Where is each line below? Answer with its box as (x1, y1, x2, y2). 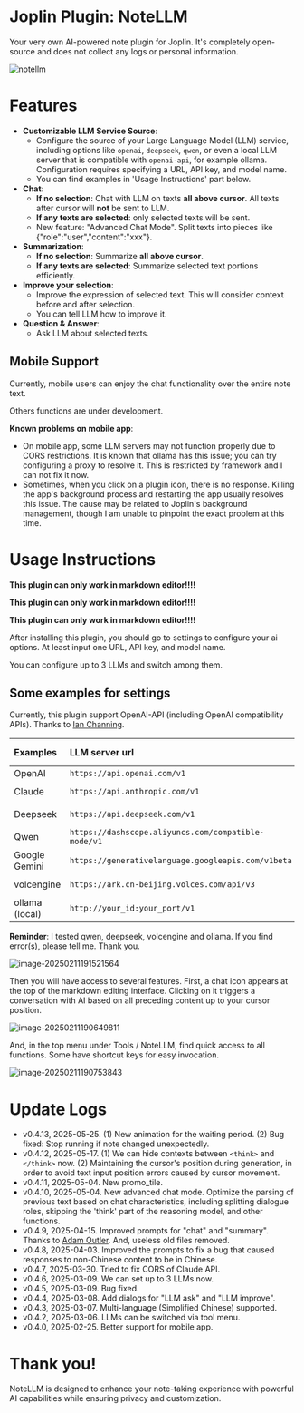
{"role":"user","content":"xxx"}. (35, 231, 153, 242)
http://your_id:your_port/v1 (69, 903, 195, 913)
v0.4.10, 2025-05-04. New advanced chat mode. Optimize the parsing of (22, 1186, 294, 1198)
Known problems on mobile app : (9, 423, 134, 434)
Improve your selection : (22, 279, 115, 290)
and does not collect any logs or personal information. (37, 45, 239, 56)
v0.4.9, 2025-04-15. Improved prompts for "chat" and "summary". (22, 1225, 270, 1236)
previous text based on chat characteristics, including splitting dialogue (22, 1196, 290, 1207)
